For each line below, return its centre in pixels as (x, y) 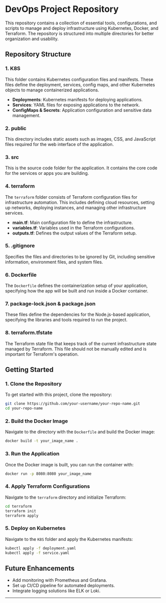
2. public (16, 128)
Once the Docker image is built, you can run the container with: (69, 464)
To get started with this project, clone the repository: (59, 395)
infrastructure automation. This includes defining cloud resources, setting (80, 202)
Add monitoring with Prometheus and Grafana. (60, 580)
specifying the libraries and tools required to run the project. (66, 320)
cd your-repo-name (24, 408)
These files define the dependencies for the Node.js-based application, (78, 314)
